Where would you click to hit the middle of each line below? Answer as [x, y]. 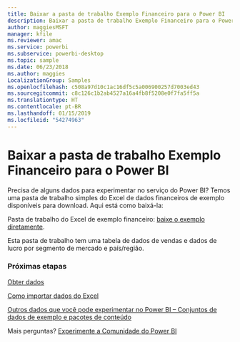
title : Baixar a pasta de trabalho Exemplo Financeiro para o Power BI [116, 14]
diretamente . [26, 227]
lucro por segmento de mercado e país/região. [76, 248]
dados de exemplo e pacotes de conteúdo [70, 317]
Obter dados [26, 281]
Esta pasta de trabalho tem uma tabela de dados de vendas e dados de [112, 240]
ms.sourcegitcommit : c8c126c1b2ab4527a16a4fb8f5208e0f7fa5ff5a [104, 93]
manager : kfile [30, 34]
